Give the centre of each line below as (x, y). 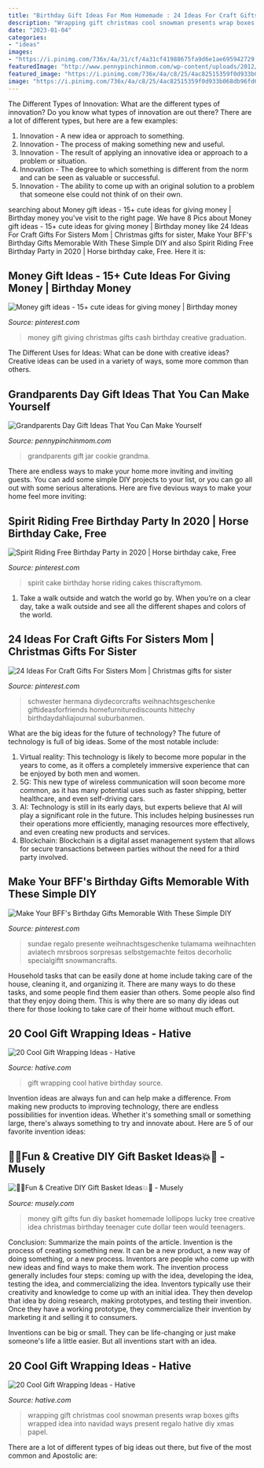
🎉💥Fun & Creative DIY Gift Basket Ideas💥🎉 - (117, 1156)
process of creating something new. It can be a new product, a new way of (129, 1251)
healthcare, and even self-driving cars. (82, 799)
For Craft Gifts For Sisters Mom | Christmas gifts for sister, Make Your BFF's (130, 234)
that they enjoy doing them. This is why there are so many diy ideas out (124, 1001)
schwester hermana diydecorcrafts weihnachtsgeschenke (121, 701)
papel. (38, 1432)
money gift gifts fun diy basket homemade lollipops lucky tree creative (141, 1219)
